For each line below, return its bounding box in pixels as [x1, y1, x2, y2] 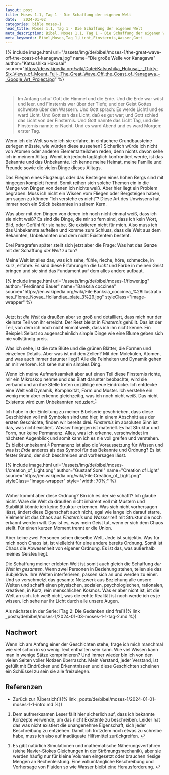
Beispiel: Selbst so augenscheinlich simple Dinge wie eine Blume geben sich [5, 330, 163, 336]
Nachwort [5, 628, 37, 636]
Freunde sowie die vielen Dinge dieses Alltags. [5, 164, 102, 171]
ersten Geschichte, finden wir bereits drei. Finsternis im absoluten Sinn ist [5, 419, 158, 425]
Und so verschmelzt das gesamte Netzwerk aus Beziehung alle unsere [5, 577, 152, 583]
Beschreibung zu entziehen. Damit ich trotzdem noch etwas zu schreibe [12, 727, 162, 733]
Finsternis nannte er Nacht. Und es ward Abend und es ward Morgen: [17, 122, 162, 129]
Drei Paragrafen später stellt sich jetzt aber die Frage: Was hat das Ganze [5, 242, 157, 248]
